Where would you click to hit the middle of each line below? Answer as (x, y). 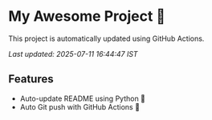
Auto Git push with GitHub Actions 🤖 (80, 106)
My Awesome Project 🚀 (87, 16)
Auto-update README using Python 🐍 (83, 98)
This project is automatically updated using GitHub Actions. (106, 38)
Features (31, 79)
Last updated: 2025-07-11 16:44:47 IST (73, 54)
